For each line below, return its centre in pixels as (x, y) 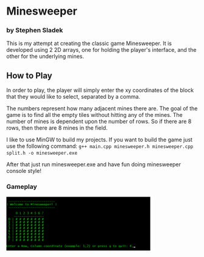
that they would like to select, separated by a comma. (73, 97)
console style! (24, 171)
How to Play (30, 75)
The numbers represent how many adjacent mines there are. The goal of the (102, 108)
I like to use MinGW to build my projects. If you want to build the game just (100, 140)
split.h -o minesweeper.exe (42, 153)
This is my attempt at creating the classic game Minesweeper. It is (89, 43)
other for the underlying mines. (45, 57)
